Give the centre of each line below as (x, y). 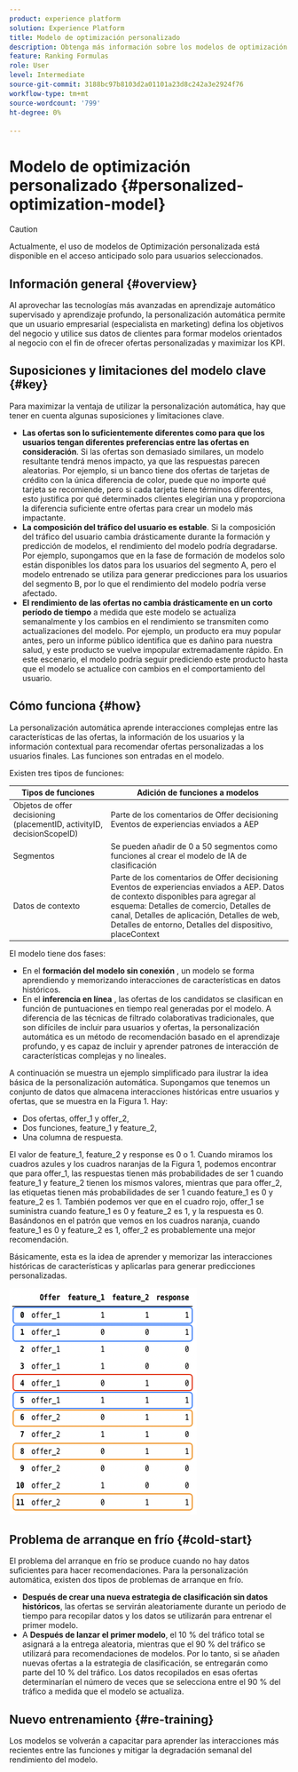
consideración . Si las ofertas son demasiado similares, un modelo (143, 451)
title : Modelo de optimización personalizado (94, 37)
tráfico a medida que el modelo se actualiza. (103, 1691)
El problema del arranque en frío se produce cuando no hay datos (129, 1561)
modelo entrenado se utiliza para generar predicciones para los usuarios (155, 574)
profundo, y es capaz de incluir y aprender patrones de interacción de (150, 1046)
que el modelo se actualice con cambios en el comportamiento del (144, 668)
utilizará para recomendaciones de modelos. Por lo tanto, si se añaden (151, 1654)
